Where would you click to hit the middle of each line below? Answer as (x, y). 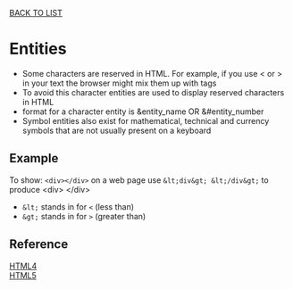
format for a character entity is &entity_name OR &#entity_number (143, 111)
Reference (39, 244)
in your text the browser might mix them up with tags (119, 83)
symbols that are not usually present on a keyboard (117, 130)
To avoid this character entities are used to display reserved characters (153, 92)
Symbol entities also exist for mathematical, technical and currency (146, 120)
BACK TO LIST (36, 13)
